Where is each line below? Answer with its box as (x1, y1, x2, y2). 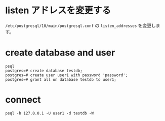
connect (5, 94, 41, 106)
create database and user (5, 47, 115, 58)
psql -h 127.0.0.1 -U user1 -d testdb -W (5, 110, 94, 116)
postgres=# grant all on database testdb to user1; (5, 77, 116, 82)
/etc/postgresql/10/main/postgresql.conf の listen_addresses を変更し (5, 22, 156, 28)
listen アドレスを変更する (5, 5, 111, 16)
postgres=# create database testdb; (5, 68, 82, 73)
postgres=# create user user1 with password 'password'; (5, 72, 128, 78)
